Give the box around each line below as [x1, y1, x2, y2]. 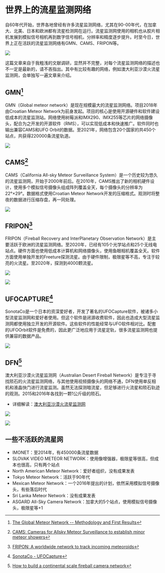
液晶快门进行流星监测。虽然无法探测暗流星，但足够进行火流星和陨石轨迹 [13, 385, 160, 390]
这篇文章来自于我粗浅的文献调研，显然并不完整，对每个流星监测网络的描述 [5, 60, 156, 66]
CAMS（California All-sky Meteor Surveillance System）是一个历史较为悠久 [5, 172, 158, 178]
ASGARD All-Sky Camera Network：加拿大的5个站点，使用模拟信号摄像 [12, 499, 157, 505]
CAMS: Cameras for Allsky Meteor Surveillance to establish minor [12, 529, 145, 535]
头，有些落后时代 [12, 486, 47, 492]
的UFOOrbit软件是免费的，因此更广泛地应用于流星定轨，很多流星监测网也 [5, 327, 154, 333]
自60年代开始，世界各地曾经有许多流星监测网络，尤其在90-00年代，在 [5, 22, 148, 28]
